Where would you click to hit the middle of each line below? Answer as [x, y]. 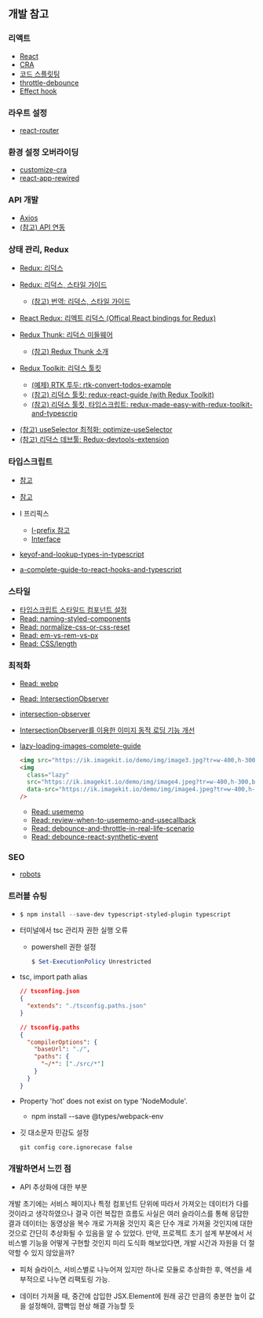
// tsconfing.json [49, 991]
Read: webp [39, 683]
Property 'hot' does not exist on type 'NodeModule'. [104, 1101]
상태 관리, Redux [38, 249]
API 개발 [24, 200]
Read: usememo [58, 812]
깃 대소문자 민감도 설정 [54, 1132]
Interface [46, 539]
